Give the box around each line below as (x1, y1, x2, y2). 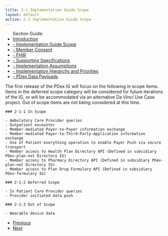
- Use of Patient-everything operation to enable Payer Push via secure (5, 140, 161, 146)
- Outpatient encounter (5, 122, 55, 128)
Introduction (12, 36, 38, 42)
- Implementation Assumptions (12, 63, 77, 69)
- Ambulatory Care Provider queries (5, 118, 82, 123)
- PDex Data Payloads (12, 74, 59, 80)
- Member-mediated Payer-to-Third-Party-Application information (5, 131, 145, 136)
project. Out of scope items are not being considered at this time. (5, 100, 141, 106)
